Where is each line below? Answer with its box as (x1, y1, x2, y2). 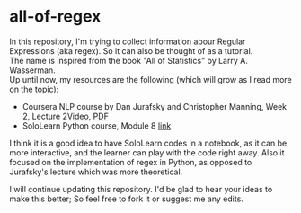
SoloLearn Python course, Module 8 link (22, 120, 172, 131)
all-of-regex (9, 6, 102, 27)
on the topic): (9, 84, 59, 94)
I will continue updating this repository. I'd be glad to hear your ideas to (9, 183, 273, 194)
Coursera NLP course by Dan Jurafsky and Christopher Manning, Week (22, 101, 288, 111)
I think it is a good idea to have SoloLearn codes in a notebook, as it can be (9, 138, 288, 148)
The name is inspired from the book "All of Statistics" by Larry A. (9, 55, 249, 66)
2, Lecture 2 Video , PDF (22, 111, 110, 121)
